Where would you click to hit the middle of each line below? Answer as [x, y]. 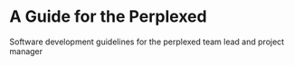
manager [26, 51]
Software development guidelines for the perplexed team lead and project [147, 42]
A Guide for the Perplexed [108, 17]
